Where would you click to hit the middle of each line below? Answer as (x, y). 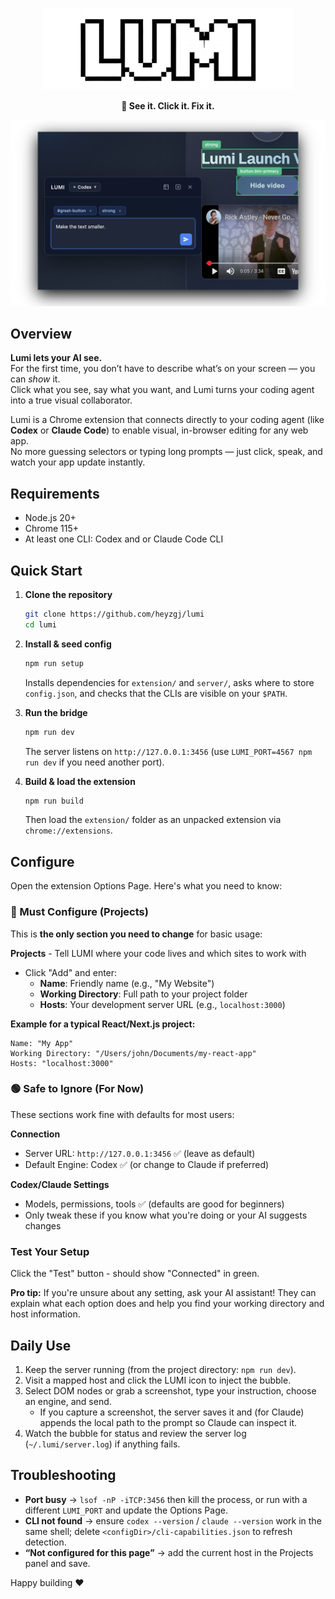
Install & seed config (68, 644)
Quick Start (46, 570)
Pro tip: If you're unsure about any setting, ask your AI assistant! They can (163, 1293)
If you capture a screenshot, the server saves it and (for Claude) (172, 1412)
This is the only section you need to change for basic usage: (136, 934)
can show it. (35, 379)
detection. (45, 1542)
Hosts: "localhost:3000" (62, 1063)
